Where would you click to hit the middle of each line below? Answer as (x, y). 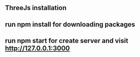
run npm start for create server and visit (67, 41)
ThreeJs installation (36, 8)
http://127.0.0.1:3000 (38, 49)
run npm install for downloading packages (70, 24)
